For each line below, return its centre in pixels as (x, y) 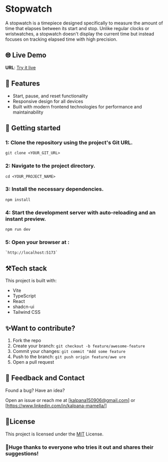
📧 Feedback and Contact (45, 378)
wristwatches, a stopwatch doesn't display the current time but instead (80, 34)
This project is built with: (31, 281)
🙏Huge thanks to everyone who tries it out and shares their (79, 447)
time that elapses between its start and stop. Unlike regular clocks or (77, 28)
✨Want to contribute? (40, 328)
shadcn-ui (23, 307)
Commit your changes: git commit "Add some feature (69, 351)
